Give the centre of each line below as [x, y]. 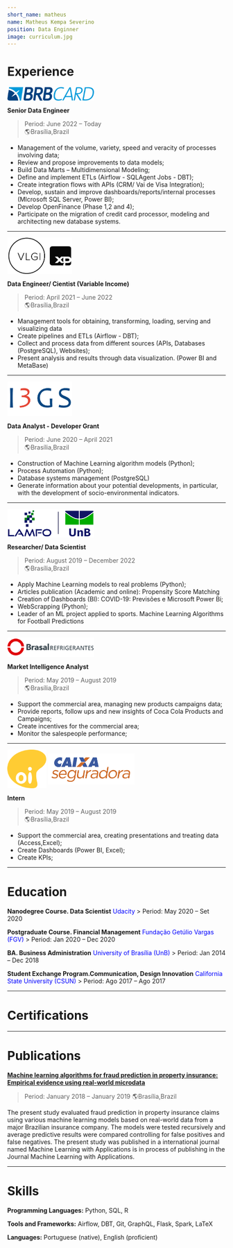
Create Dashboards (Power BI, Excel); [71, 850]
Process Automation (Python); [60, 470]
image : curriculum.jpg [40, 37]
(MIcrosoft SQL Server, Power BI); [66, 199]
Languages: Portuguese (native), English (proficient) [83, 1238]
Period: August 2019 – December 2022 [79, 561]
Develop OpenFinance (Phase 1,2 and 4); [76, 206]
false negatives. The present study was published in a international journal [113, 1142]
